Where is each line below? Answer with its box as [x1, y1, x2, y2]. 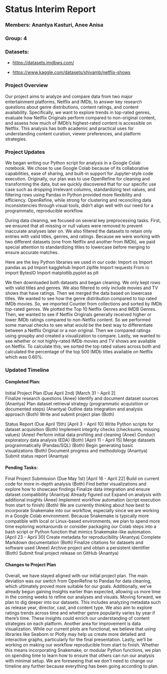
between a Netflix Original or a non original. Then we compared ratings [5, 327, 151, 333]
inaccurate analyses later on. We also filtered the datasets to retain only [5, 228, 153, 234]
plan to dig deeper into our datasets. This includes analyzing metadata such [5, 599, 161, 605]
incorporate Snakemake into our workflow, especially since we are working [5, 508, 160, 514]
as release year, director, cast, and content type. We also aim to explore [5, 605, 153, 611]
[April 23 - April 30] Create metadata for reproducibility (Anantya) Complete [5, 534, 161, 540]
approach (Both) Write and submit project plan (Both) [5, 411, 115, 417]
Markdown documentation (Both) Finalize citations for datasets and [5, 540, 144, 546]
